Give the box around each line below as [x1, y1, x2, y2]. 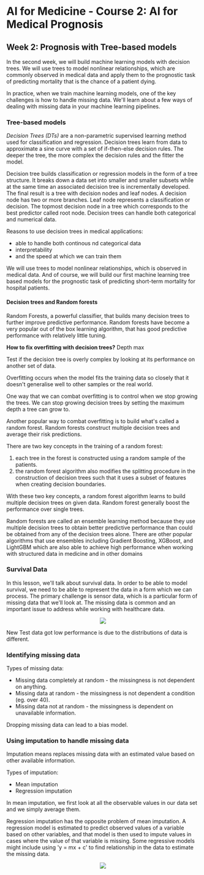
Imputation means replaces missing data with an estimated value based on [6, 750, 195, 758]
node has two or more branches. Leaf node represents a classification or [6, 196, 191, 204]
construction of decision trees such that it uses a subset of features [15, 473, 187, 481]
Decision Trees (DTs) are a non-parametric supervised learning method [6, 132, 187, 140]
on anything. [15, 683, 47, 691]
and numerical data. [6, 216, 57, 223]
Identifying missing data [6, 651, 81, 659]
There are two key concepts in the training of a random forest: [6, 442, 164, 449]
